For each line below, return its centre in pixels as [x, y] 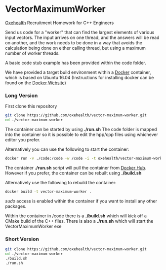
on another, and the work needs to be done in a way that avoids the [74, 42]
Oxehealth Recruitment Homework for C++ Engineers [60, 23]
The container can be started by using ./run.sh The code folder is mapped [81, 129]
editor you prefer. [23, 139]
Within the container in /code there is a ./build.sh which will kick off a [76, 216]
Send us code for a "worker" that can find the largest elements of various [80, 32]
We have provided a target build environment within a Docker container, [78, 72]
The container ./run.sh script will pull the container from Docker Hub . [76, 168]
